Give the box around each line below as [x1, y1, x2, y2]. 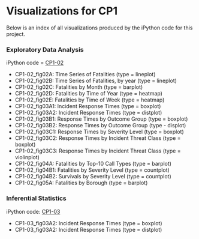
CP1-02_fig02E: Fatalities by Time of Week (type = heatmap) [14, 96, 165, 103]
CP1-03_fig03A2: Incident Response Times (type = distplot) [14, 226, 162, 233]
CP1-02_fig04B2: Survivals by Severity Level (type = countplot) [14, 173, 172, 180]
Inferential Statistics [6, 194, 67, 202]
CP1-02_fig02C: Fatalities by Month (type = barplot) [14, 83, 143, 91]
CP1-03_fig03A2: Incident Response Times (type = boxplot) [14, 219, 163, 226]
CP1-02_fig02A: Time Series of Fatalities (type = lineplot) [14, 71, 156, 78]
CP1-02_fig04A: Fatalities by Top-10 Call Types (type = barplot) [14, 160, 172, 168]
